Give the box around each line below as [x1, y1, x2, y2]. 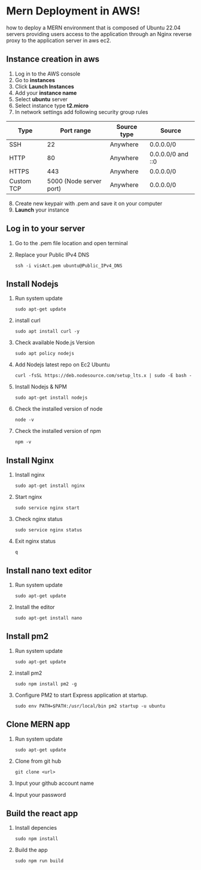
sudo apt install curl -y [14, 329, 80, 335]
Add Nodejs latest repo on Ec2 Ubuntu [14, 361, 110, 368]
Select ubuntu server [14, 95, 68, 103]
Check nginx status [14, 516, 63, 523]
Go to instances [14, 76, 56, 83]
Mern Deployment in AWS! [6, 4, 141, 18]
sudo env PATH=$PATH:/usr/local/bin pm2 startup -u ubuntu [14, 703, 166, 709]
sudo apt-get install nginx [14, 483, 85, 489]
